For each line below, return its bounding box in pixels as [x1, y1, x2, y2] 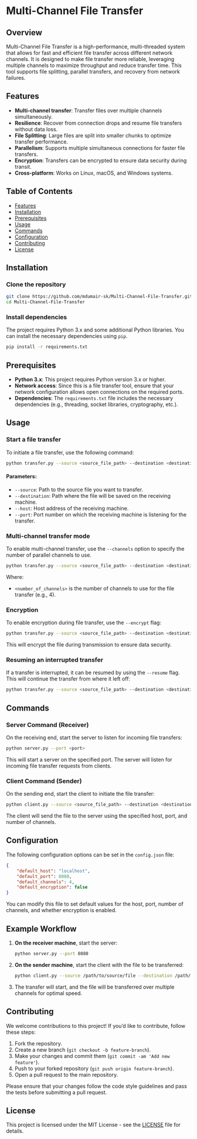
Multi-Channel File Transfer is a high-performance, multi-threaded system [6, 43, 185, 50]
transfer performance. [14, 138, 69, 145]
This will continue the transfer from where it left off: [6, 675, 131, 682]
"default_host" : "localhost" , [16, 868, 91, 874]
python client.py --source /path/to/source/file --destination [14, 973, 173, 979]
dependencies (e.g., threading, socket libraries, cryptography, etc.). [14, 401, 178, 408]
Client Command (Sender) [6, 777, 82, 785]
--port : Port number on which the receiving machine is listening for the [14, 511, 186, 518]
